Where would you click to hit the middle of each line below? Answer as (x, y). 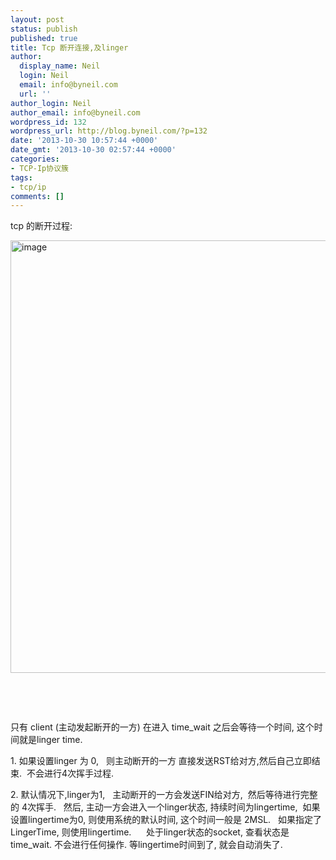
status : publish (44, 29)
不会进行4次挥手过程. (70, 773)
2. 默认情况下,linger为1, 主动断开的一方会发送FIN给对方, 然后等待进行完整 (164, 795)
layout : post (37, 19)
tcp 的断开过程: (41, 226)
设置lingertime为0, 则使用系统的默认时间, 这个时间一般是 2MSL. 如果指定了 (166, 820)
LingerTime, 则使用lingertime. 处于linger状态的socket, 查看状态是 (150, 832)
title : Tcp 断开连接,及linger (69, 47)
